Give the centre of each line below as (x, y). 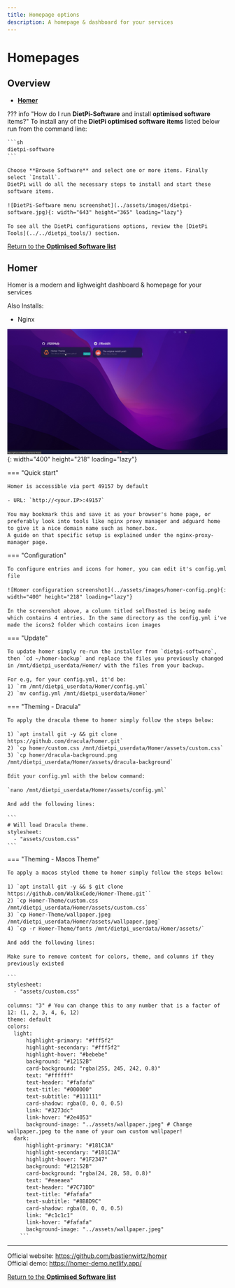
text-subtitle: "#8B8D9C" (63, 1201)
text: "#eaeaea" (49, 1180)
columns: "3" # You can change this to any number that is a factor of (114, 1006)
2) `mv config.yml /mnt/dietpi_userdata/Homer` (78, 693)
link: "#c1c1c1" (49, 1215)
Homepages (43, 58)
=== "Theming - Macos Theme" (54, 859)
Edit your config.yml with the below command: (76, 776)
